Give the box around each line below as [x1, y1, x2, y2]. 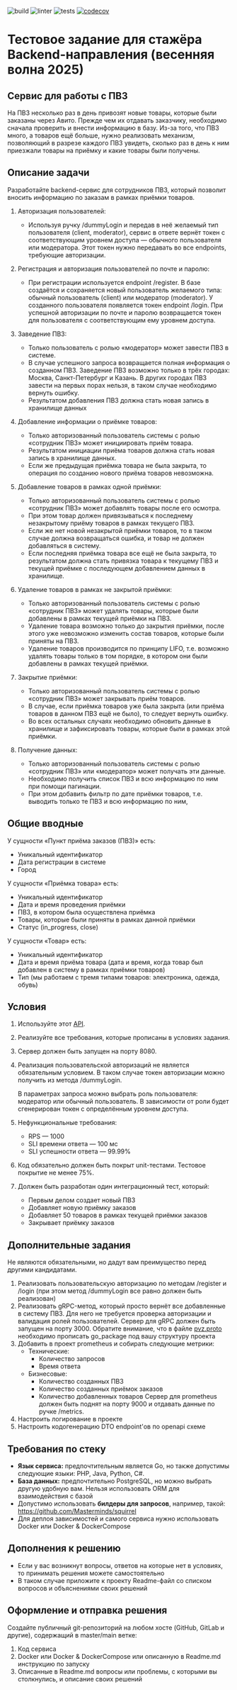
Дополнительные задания [7, 1239, 131, 1251]
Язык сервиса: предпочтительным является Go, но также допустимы [17, 1462, 230, 1470]
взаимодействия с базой [17, 1492, 93, 1501]
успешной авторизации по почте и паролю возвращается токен [28, 308, 221, 317]
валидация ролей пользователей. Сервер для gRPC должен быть [17, 1317, 216, 1326]
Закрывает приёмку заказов [28, 1219, 115, 1227]
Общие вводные [7, 817, 83, 829]
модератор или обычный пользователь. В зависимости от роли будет [17, 1097, 229, 1106]
